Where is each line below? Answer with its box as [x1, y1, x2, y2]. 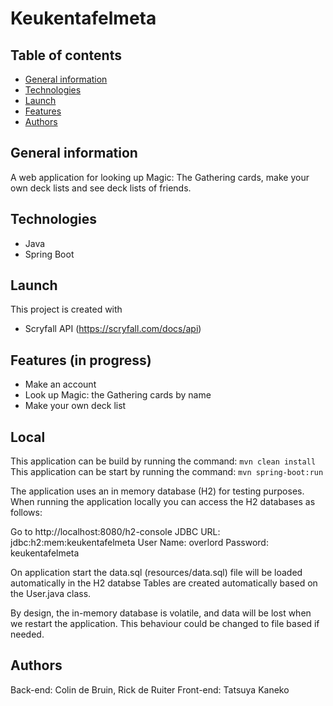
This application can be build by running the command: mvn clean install [10, 455, 317, 467]
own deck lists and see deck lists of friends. [10, 182, 192, 194]
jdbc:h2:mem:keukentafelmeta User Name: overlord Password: [10, 537, 269, 549]
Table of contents [10, 47, 122, 64]
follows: [10, 507, 43, 519]
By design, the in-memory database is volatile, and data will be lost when [10, 607, 312, 619]
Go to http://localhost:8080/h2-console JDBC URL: [10, 526, 221, 538]
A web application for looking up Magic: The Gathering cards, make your [10, 171, 310, 183]
